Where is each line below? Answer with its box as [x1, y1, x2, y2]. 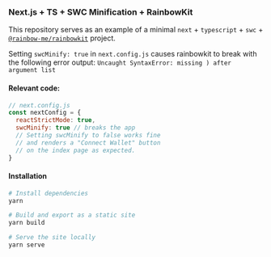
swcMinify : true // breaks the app [15, 124, 136, 132]
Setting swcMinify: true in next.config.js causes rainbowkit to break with [8, 49, 257, 59]
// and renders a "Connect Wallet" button [15, 138, 161, 147]
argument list [8, 66, 57, 74]
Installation [8, 171, 47, 181]
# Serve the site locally [8, 234, 95, 242]
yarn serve [8, 241, 45, 249]
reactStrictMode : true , [15, 116, 95, 124]
